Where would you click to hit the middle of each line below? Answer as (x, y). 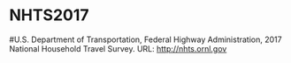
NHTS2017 (50, 15)
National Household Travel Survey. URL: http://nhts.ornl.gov (118, 48)
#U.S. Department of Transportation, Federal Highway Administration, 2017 (145, 39)
